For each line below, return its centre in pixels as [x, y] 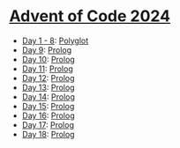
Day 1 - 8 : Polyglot [55, 41]
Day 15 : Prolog [48, 106]
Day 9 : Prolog [47, 49]
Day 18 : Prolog [48, 134]
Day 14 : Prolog [48, 96]
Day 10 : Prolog [48, 59]
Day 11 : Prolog [47, 69]
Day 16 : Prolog [48, 115]
